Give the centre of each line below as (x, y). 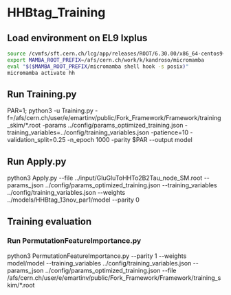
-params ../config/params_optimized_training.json (113, 126)
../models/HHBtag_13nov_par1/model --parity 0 (73, 200)
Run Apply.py (37, 162)
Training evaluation (49, 221)
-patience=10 (170, 132)
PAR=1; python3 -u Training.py (51, 110)
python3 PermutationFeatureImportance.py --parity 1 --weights (97, 256)
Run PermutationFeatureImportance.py (74, 241)
